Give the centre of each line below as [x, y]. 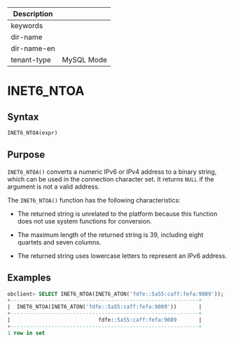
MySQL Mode [84, 60]
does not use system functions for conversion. [84, 221]
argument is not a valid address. [54, 186]
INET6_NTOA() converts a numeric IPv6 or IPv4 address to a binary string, [112, 172]
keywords [27, 26]
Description [33, 14]
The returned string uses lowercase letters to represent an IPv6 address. [122, 256]
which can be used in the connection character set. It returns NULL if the [111, 179]
